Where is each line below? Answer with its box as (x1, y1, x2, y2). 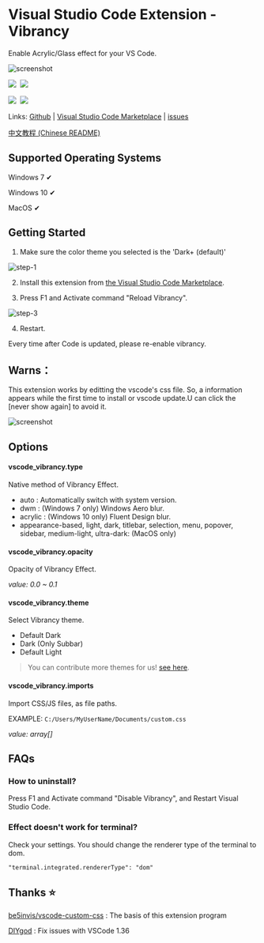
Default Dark (19, 631, 62, 640)
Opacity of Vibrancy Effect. (8, 564, 96, 574)
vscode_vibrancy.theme (8, 598, 89, 607)
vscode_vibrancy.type (8, 462, 83, 472)
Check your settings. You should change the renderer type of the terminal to (8, 839, 257, 849)
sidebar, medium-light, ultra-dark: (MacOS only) (19, 528, 176, 538)
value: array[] (8, 729, 53, 738)
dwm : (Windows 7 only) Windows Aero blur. (19, 504, 164, 513)
